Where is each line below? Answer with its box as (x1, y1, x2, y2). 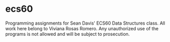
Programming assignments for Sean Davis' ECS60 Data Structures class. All (5, 20, 165, 26)
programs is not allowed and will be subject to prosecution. (5, 31, 130, 37)
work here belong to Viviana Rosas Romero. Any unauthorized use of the (5, 25, 159, 31)
